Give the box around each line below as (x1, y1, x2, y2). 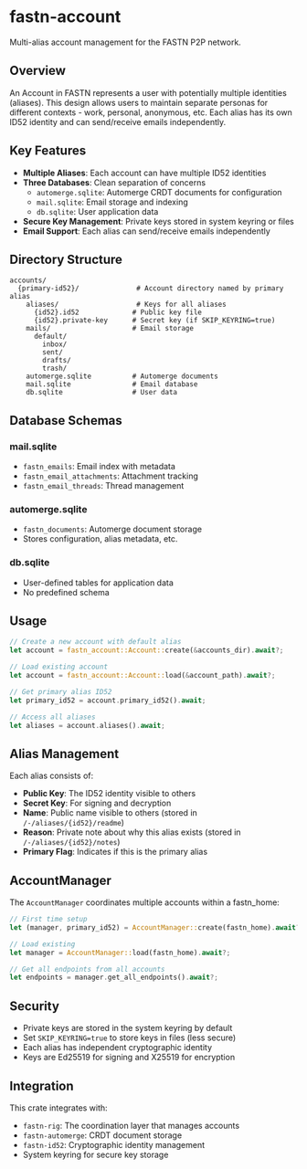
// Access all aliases (9, 712, 96, 721)
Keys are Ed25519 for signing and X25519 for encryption (22, 1052, 236, 1063)
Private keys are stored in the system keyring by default (22, 1023, 233, 1034)
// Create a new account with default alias (9, 637, 182, 647)
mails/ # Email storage (26, 324, 195, 333)
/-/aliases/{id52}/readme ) (22, 817, 125, 828)
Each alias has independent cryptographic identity (22, 1042, 213, 1053)
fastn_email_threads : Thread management (22, 480, 185, 491)
